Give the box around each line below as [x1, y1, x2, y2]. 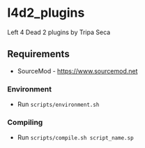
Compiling [7, 117, 43, 127]
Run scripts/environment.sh [17, 100, 100, 109]
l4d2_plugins [7, 5, 85, 21]
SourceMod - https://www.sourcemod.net [17, 66, 138, 75]
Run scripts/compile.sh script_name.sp [17, 133, 134, 142]
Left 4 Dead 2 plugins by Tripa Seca [7, 28, 111, 36]
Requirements [7, 48, 70, 60]
